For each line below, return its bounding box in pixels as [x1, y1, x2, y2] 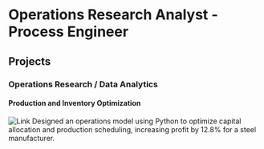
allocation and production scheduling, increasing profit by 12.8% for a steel [8, 124, 257, 134]
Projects [8, 54, 51, 68]
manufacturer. [8, 133, 55, 143]
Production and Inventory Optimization [8, 99, 141, 108]
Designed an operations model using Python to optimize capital [31, 116, 242, 126]
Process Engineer [8, 22, 129, 41]
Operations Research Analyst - [8, 6, 218, 24]
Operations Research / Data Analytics [8, 79, 158, 90]
